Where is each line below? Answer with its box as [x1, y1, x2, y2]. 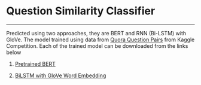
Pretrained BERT [14, 60, 56, 67]
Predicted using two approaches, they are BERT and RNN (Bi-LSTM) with [6, 29, 187, 37]
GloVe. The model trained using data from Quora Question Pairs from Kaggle [6, 36, 195, 43]
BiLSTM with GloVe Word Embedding [14, 72, 106, 79]
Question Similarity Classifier [6, 4, 156, 18]
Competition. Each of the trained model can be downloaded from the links [6, 42, 188, 49]
